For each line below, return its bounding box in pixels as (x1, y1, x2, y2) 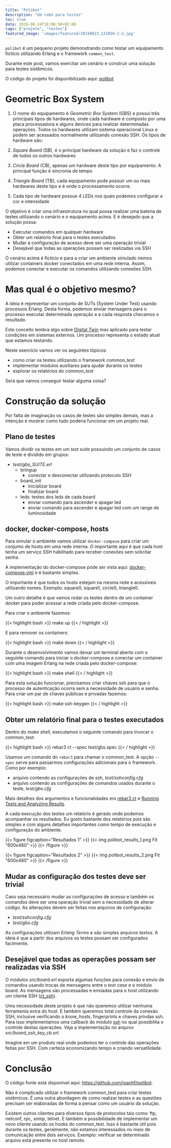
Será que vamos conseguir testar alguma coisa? (5, 378, 106, 384)
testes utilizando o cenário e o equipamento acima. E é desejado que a (5, 213, 154, 219)
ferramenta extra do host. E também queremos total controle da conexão (5, 1008, 158, 1014)
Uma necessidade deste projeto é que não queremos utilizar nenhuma (5, 1002, 153, 1009)
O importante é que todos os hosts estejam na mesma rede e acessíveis (5, 580, 157, 586)
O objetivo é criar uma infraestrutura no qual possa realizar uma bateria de (5, 208, 162, 214)
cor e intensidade (12, 198, 49, 204)
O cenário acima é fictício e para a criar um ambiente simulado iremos (5, 255, 152, 261)
